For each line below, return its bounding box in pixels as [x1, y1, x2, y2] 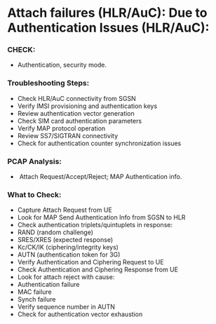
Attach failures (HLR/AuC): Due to [7, 5, 208, 21]
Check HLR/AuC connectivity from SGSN [17, 94, 136, 102]
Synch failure [17, 295, 56, 304]
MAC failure [17, 288, 52, 296]
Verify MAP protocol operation [17, 124, 106, 133]
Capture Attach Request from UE [17, 205, 112, 215]
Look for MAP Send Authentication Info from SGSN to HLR [17, 213, 186, 222]
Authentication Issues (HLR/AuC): [7, 20, 210, 36]
